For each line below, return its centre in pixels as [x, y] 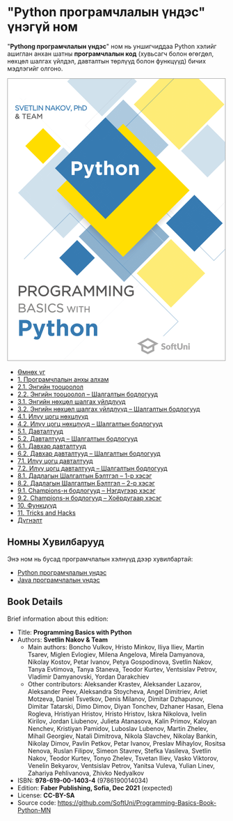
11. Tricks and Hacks [47, 513]
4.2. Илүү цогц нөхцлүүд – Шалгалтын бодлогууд [90, 423]
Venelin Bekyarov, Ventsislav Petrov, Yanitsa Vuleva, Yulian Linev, [121, 765]
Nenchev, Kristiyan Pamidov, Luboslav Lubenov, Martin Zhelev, [118, 728]
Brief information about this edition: [58, 619]
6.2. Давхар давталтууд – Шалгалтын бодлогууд [89, 453]
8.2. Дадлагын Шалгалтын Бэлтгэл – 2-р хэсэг [86, 483]
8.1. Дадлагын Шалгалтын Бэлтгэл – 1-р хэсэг [85, 476]
